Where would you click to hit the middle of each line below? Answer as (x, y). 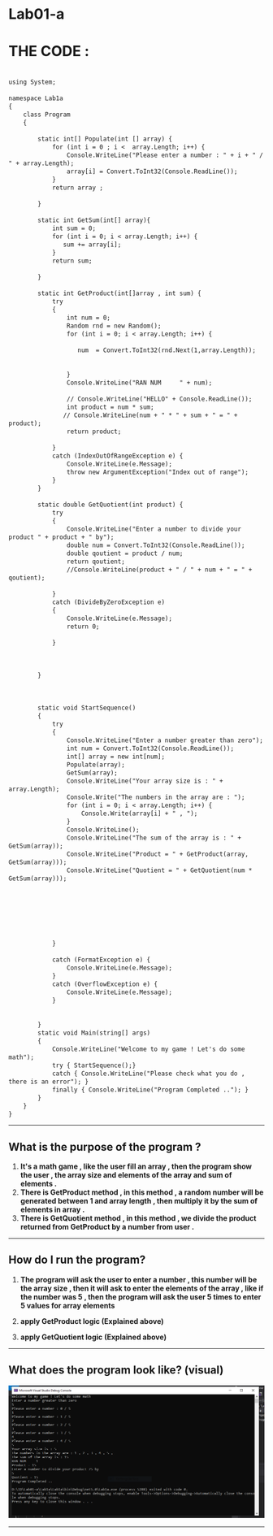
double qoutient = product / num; (125, 553)
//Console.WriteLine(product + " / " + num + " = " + (159, 570)
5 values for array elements (67, 1305)
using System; (32, 82)
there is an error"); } (49, 1082)
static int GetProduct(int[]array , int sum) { (119, 293)
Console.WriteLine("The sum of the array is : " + (154, 838)
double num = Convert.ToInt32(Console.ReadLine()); (156, 545)
